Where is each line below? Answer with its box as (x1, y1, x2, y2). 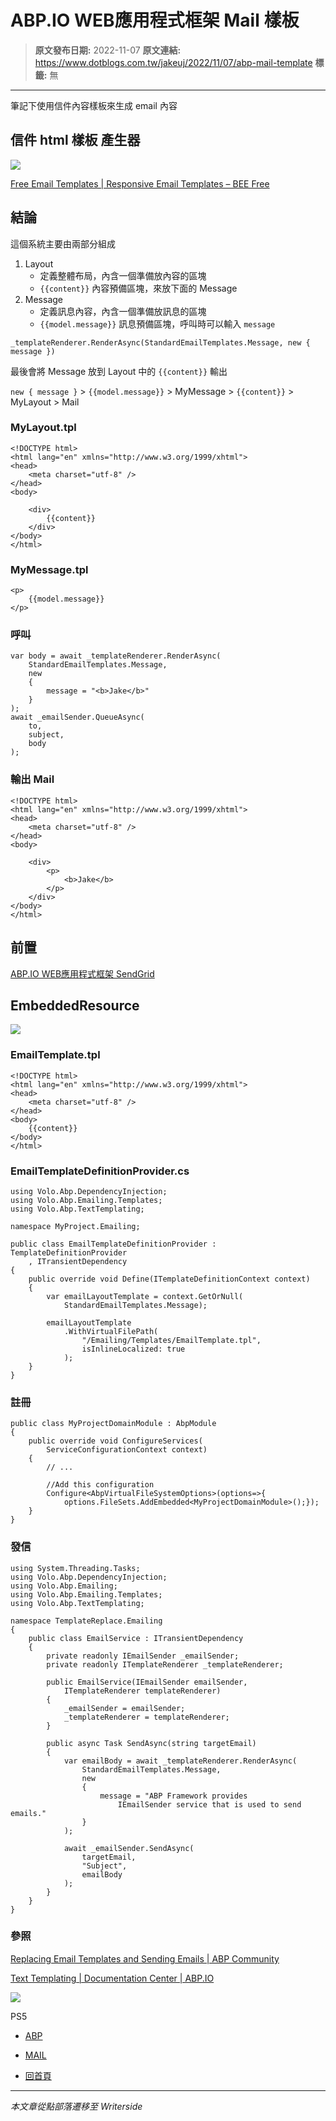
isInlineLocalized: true (81, 1344, 186, 1354)
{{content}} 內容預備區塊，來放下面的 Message (39, 282, 238, 294)
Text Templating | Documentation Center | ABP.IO (10, 1972, 215, 1984)
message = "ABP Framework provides (99, 1791, 248, 1801)
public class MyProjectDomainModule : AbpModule (10, 1419, 217, 1429)
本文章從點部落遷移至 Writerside (10, 2100, 143, 2112)
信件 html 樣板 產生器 (10, 132, 141, 149)
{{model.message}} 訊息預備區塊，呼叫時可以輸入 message (39, 317, 276, 330)
